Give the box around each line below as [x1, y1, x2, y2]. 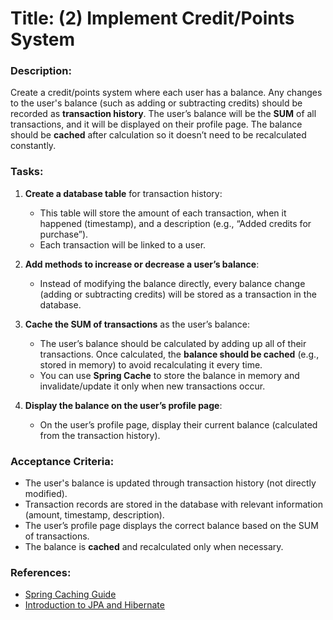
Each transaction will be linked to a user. [39, 238, 207, 251]
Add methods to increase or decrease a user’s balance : [24, 258, 260, 270]
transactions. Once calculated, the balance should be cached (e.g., [39, 348, 320, 360]
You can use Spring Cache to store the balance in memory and [39, 369, 300, 381]
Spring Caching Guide [24, 588, 117, 601]
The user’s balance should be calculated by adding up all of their [39, 337, 307, 349]
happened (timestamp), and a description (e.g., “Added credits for [39, 217, 312, 229]
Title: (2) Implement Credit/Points [10, 7, 295, 30]
